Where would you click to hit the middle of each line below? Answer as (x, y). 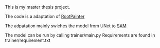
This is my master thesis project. (38, 7)
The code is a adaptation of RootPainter (45, 16)
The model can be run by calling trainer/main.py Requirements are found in (80, 35)
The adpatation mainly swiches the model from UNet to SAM (66, 26)
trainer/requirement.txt (28, 40)
